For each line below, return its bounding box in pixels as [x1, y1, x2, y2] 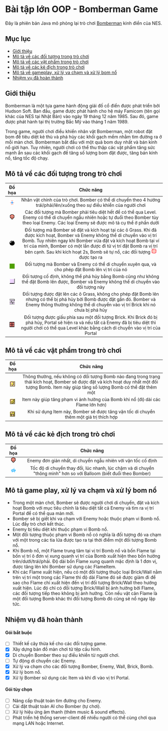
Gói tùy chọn [5, 686, 32, 692]
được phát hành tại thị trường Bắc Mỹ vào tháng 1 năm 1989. [5, 118, 129, 125]
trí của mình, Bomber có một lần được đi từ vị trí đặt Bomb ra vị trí [23, 242, 158, 249]
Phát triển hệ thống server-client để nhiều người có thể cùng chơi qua [12, 714, 156, 721]
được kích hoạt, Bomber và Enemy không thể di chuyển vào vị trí [24, 232, 157, 238]
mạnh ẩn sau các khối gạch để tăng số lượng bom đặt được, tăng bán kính [5, 150, 158, 156]
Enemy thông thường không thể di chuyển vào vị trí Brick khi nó [25, 302, 156, 308]
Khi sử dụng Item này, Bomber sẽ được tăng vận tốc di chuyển [27, 409, 155, 415]
